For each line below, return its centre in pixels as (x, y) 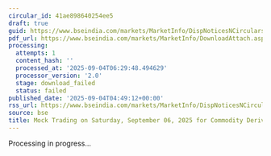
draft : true (28, 23)
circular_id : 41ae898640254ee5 (61, 16)
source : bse (28, 113)
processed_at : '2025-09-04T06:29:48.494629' (92, 68)
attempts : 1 (36, 53)
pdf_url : (23, 38)
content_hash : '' (45, 61)
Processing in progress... (50, 143)
